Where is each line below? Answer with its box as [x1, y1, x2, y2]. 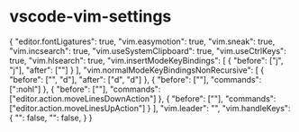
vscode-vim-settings [9, 6, 172, 27]
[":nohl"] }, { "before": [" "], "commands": [9, 84, 161, 94]
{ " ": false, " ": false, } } [9, 112, 93, 123]
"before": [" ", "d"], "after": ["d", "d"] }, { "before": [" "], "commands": [9, 74, 262, 84]
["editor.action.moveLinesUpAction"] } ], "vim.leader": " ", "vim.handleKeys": [9, 102, 291, 113]
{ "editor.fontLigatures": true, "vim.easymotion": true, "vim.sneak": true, [9, 36, 276, 47]
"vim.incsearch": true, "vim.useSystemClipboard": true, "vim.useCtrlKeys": [9, 45, 286, 56]
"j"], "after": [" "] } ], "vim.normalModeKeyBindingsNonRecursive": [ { [9, 65, 264, 75]
